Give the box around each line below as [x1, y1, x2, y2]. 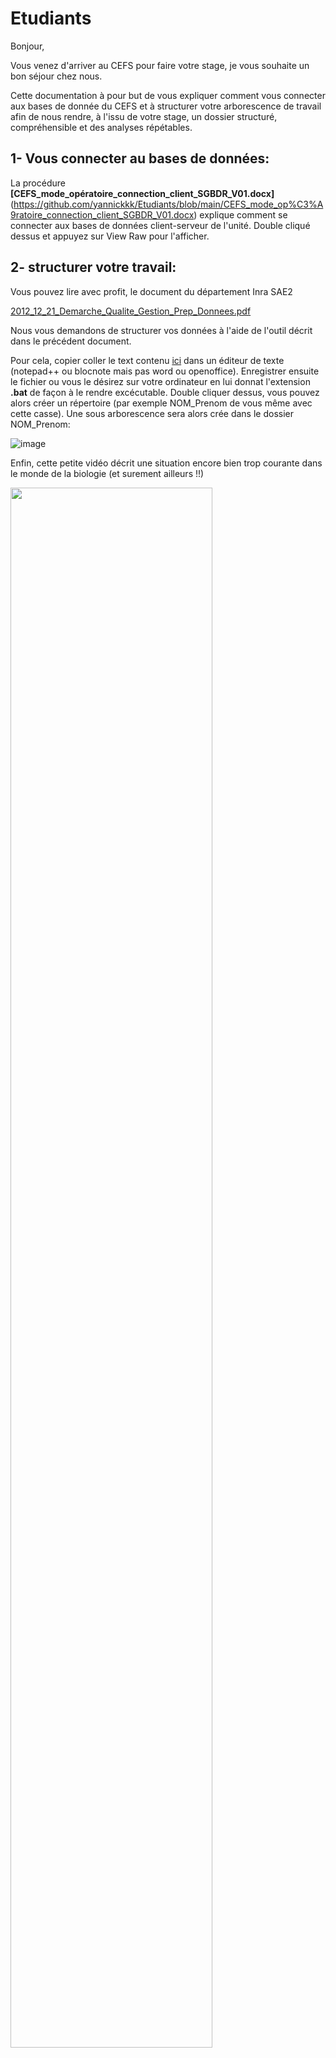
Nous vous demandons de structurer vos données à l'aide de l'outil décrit [10, 324, 313, 336]
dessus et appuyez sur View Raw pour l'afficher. [10, 230, 210, 242]
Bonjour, [10, 40, 45, 52]
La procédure [10, 177, 66, 189]
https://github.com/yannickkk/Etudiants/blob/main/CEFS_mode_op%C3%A [13, 198, 324, 210]
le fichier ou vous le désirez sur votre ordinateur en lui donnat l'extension [10, 375, 311, 387]
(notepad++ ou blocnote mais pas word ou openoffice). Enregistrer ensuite [10, 365, 320, 377]
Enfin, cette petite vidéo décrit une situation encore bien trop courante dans [10, 457, 323, 469]
